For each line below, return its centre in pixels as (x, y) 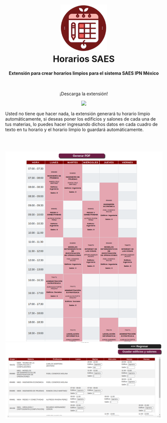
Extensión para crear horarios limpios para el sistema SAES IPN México (84, 73)
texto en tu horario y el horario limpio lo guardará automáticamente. (75, 130)
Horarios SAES (84, 59)
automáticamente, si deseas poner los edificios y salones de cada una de (81, 119)
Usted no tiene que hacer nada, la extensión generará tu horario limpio (78, 114)
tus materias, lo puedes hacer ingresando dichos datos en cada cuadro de (82, 125)
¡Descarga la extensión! (84, 94)
